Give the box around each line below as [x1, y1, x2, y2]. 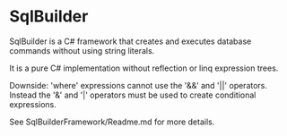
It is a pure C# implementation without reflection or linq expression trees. [9, 63, 279, 73]
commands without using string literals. [9, 45, 155, 55]
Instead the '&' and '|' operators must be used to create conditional [9, 89, 257, 100]
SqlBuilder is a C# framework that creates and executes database [9, 36, 252, 47]
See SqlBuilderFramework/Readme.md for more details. [9, 116, 215, 127]
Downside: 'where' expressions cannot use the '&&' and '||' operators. [9, 80, 267, 90]
